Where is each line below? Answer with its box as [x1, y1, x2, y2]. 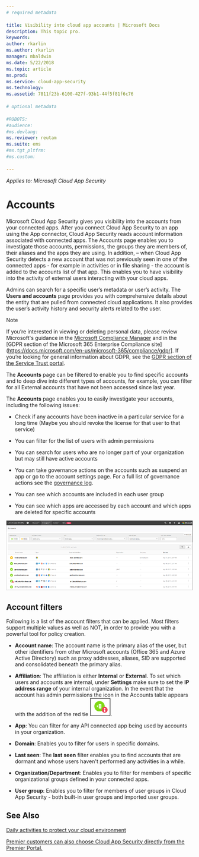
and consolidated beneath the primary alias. [14, 660, 123, 668]
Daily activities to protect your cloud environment [6, 826, 126, 833]
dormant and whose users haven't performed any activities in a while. [14, 758, 185, 765]
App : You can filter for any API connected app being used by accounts [14, 722, 188, 729]
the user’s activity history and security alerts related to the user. [6, 305, 162, 312]
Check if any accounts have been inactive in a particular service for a [14, 413, 184, 420]
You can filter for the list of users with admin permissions [14, 437, 155, 444]
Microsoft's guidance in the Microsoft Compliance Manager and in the [6, 334, 177, 341]
